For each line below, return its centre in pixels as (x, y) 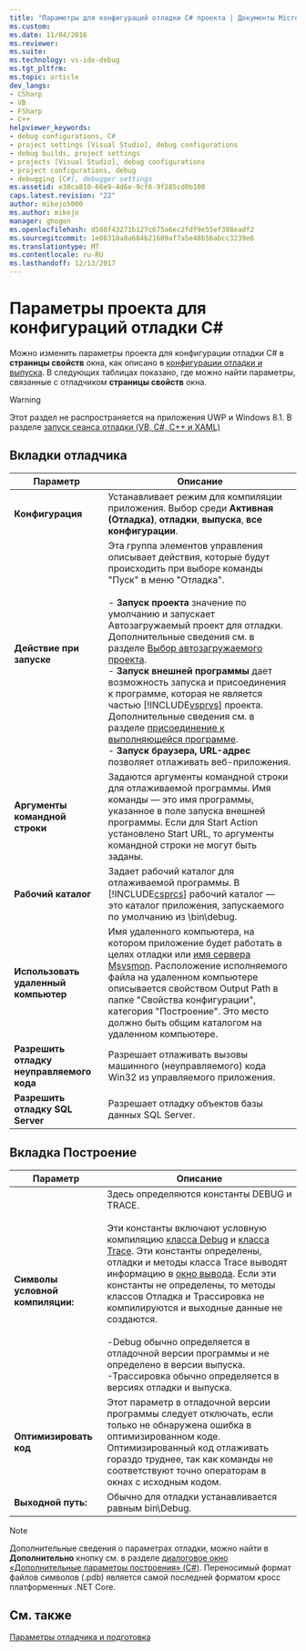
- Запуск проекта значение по (178, 602)
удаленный (40, 983)
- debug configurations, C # (63, 137)
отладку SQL (43, 1109)
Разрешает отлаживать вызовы (178, 1055)
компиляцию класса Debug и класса (189, 1239)
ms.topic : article (44, 77)
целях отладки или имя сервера (179, 954)
